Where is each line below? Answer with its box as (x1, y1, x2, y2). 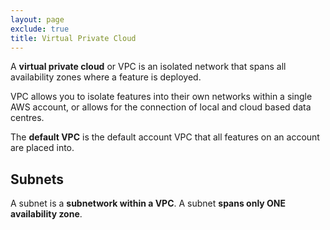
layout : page (10, 14, 65, 25)
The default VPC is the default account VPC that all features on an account (10, 131, 320, 143)
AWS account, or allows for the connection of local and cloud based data (10, 101, 312, 113)
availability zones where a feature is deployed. (10, 71, 202, 83)
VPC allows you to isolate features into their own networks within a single (10, 91, 313, 103)
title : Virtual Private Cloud (10, 33, 137, 43)
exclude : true (10, 24, 70, 34)
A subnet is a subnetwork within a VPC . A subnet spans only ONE (10, 197, 287, 210)
